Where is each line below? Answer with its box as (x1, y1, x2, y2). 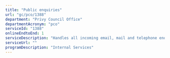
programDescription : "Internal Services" (5, 45, 94, 50)
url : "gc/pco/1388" (5, 12, 47, 17)
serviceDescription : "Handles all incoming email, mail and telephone (5, 36, 157, 41)
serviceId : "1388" (5, 26, 44, 31)
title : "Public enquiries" (5, 7, 62, 13)
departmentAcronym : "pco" (5, 21, 60, 27)
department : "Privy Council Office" (5, 17, 82, 22)
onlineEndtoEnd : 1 (5, 31, 44, 36)
